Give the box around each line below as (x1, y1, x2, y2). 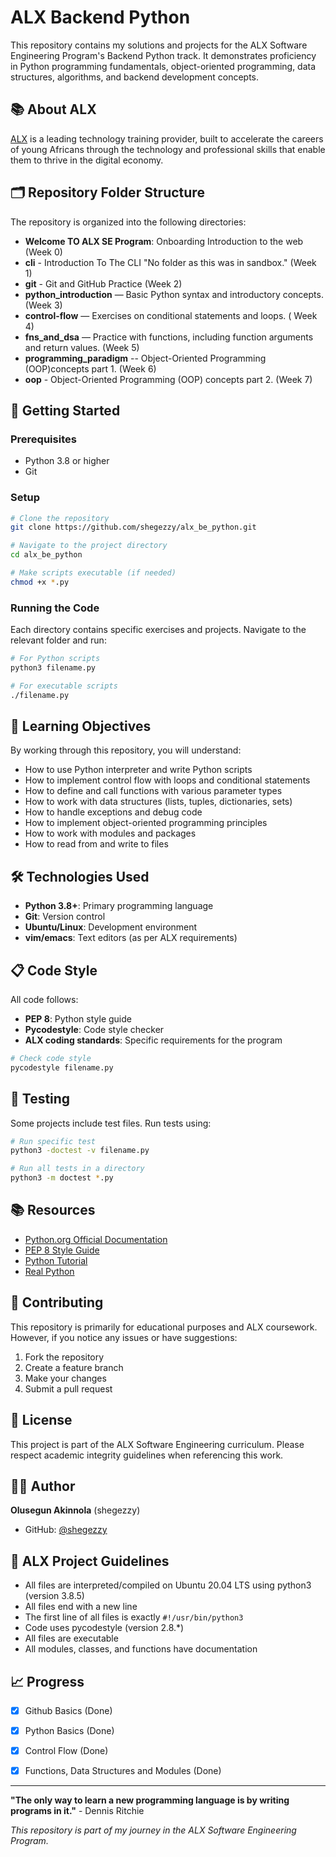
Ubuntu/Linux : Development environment (24, 921, 198, 933)
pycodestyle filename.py (10, 1062, 114, 1073)
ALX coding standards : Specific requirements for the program (24, 1034, 283, 1046)
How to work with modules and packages (24, 827, 197, 840)
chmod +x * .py (10, 577, 70, 587)
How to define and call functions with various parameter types (24, 785, 283, 797)
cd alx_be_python (10, 550, 83, 560)
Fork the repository (24, 1351, 105, 1363)
